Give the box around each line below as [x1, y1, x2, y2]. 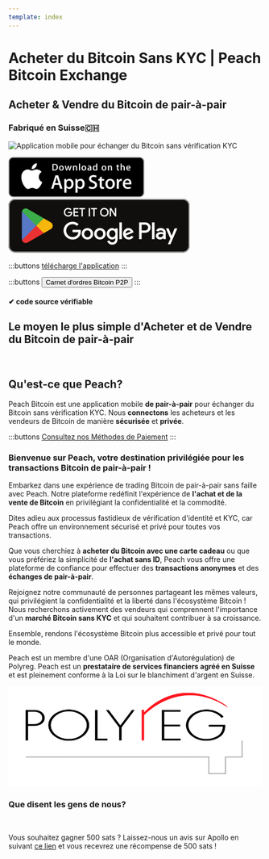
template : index [8, 13, 63, 21]
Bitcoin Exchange [8, 65, 128, 84]
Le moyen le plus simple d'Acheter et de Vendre [8, 320, 252, 334]
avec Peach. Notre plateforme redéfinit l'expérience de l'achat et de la [8, 489, 243, 499]
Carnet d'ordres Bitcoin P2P [45, 278, 129, 287]
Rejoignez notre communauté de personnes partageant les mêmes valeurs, [8, 588, 259, 597]
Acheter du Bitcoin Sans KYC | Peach [8, 48, 262, 67]
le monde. [8, 638, 42, 647]
